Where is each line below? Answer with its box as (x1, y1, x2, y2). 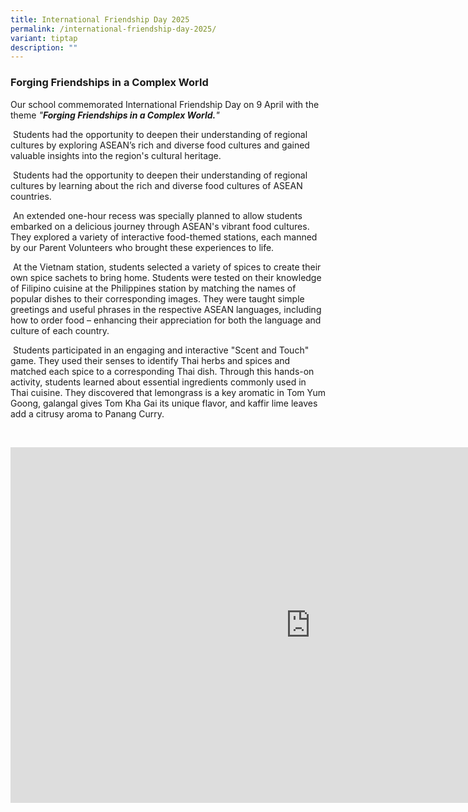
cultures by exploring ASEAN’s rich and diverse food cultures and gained (10, 139, 310, 151)
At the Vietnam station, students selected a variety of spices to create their (12, 261, 322, 273)
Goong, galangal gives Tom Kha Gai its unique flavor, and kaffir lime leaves (10, 397, 318, 409)
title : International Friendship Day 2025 (10, 14, 190, 25)
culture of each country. (10, 324, 110, 336)
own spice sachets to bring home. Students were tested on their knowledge (10, 271, 322, 283)
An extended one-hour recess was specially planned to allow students (12, 209, 303, 221)
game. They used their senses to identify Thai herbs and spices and (10, 354, 291, 366)
